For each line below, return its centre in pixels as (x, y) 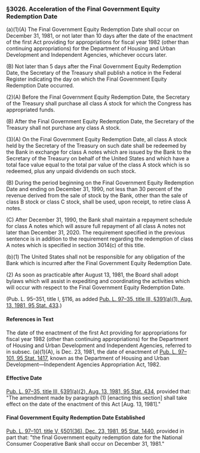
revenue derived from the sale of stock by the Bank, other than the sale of (97, 196)
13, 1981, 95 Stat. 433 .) (34, 305)
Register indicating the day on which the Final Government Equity (87, 79)
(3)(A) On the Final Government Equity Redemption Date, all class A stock (96, 139)
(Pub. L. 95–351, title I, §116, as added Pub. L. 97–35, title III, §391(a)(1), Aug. (99, 299)
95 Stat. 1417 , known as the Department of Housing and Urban (93, 358)
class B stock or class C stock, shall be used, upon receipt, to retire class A (99, 202)
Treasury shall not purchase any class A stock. (64, 128)
